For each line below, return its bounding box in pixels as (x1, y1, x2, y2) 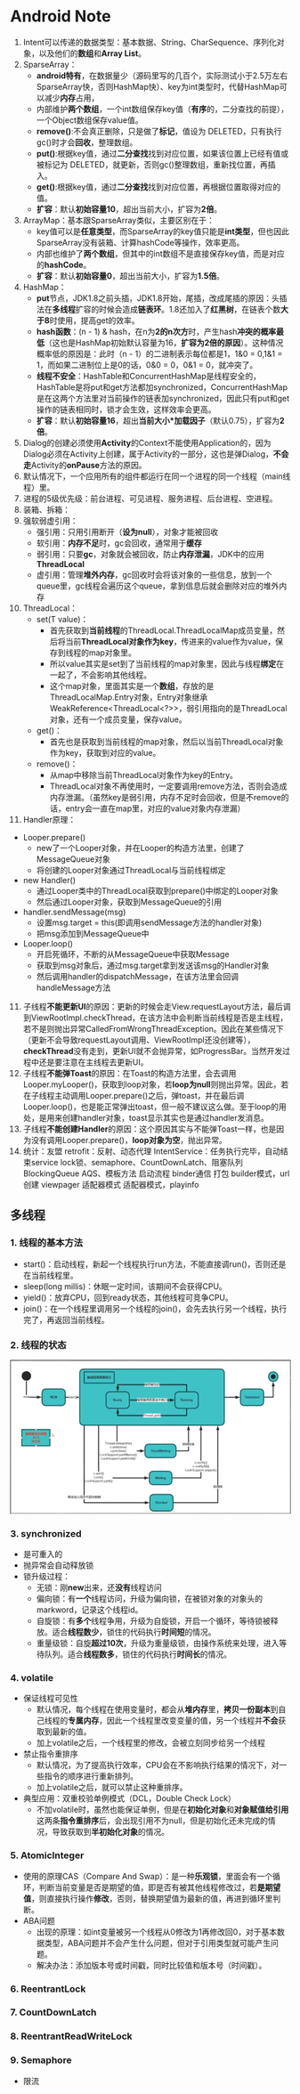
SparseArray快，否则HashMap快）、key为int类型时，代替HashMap (36, 81, 280, 92)
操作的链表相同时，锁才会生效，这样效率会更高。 (36, 403, 216, 415)
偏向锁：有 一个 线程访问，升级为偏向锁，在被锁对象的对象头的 (36, 1594, 264, 1604)
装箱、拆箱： (22, 504, 70, 515)
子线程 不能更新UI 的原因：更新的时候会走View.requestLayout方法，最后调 (22, 1001, 292, 1011)
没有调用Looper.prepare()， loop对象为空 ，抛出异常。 (30, 1134, 228, 1145)
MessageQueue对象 (36, 853, 110, 864)
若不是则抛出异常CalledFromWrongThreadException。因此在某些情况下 (22, 1023, 284, 1034)
